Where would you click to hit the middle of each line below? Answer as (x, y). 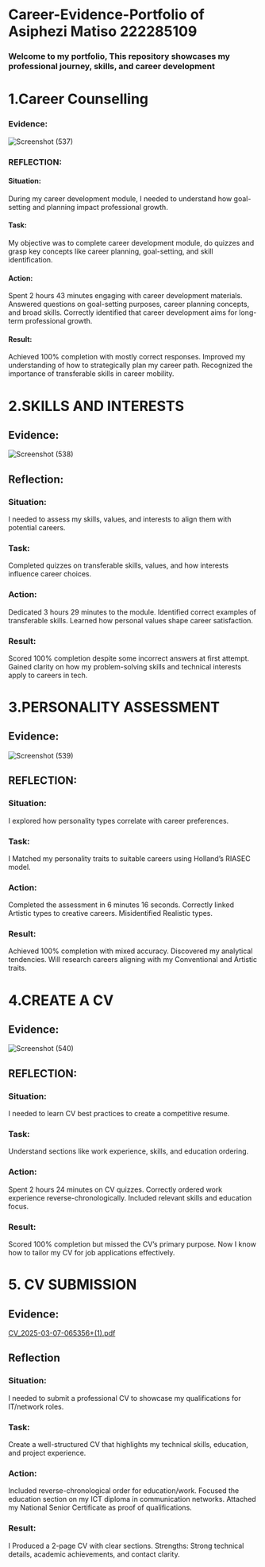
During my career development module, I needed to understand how (120, 198)
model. (19, 867)
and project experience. (47, 1453)
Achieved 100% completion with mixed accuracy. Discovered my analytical (131, 951)
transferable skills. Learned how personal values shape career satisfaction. (131, 620)
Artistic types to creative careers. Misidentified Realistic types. (110, 913)
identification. (31, 259)
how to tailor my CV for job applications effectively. (92, 1253)
